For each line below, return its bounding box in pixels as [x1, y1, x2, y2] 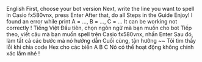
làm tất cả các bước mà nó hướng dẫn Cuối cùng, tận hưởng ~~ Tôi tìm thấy [6, 37, 197, 44]
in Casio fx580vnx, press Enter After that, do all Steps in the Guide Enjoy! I [6, 11, 193, 19]
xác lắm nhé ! [6, 50, 40, 57]
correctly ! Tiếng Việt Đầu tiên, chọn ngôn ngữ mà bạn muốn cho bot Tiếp [6, 24, 192, 31]
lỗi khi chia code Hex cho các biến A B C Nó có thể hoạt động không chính [6, 43, 194, 51]
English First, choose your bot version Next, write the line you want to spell [6, 5, 195, 12]
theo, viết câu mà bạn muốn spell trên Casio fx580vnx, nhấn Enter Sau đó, [6, 31, 193, 38]
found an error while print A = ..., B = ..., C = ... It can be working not [6, 18, 178, 25]
